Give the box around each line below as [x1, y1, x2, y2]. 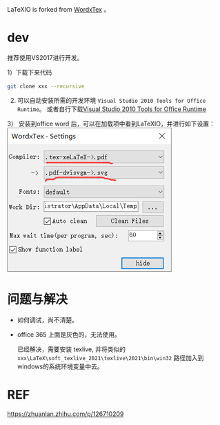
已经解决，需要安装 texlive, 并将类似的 [17, 345, 126, 353]
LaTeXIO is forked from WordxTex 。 [7, 6, 110, 13]
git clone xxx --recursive [7, 83, 85, 90]
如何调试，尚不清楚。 [17, 315, 78, 324]
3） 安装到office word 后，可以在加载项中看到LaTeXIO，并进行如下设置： [7, 119, 215, 128]
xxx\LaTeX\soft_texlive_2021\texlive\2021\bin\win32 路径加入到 [17, 353, 204, 362]
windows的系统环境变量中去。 [17, 362, 103, 370]
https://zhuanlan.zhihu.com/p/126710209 [7, 409, 124, 418]
